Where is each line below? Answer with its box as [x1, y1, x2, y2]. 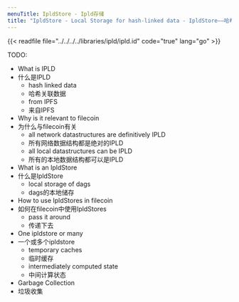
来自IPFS [28, 105, 55, 114]
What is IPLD [17, 64, 55, 73]
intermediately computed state [28, 261, 119, 271]
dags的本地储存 [28, 188, 75, 197]
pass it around [28, 212, 71, 221]
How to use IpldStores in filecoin [17, 196, 113, 204]
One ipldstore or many [17, 229, 83, 237]
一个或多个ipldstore [17, 237, 75, 246]
